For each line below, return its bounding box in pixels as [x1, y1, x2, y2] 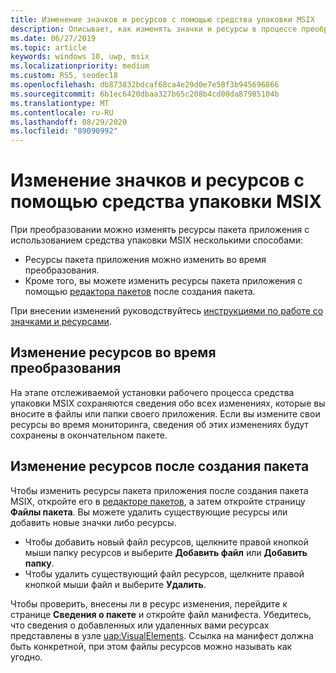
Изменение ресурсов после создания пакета [10, 458, 310, 475]
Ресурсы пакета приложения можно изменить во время [24, 254, 267, 266]
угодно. [10, 651, 43, 663]
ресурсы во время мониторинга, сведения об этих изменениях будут [10, 418, 309, 430]
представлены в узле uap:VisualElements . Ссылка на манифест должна [10, 629, 314, 641]
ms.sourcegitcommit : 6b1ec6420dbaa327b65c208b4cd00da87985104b [10, 89, 280, 99]
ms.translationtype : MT [10, 98, 110, 108]
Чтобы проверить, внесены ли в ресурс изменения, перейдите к [10, 597, 288, 610]
